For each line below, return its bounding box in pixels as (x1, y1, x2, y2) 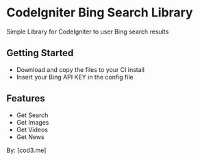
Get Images (16, 118, 49, 126)
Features (6, 92, 45, 104)
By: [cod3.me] (6, 146, 47, 154)
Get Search (16, 111, 49, 119)
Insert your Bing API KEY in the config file (16, 73, 134, 81)
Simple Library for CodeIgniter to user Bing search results (6, 27, 169, 36)
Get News (16, 132, 45, 141)
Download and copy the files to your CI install (16, 65, 145, 73)
